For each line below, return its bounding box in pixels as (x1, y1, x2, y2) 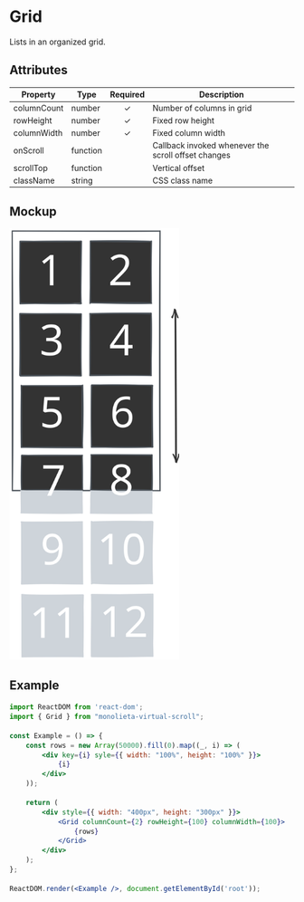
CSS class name (152, 175, 214, 186)
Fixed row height (152, 115, 215, 126)
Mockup (9, 204, 57, 219)
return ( (25, 798, 59, 807)
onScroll (13, 145, 44, 156)
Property (21, 89, 56, 101)
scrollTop (13, 162, 48, 173)
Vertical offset (152, 162, 205, 173)
